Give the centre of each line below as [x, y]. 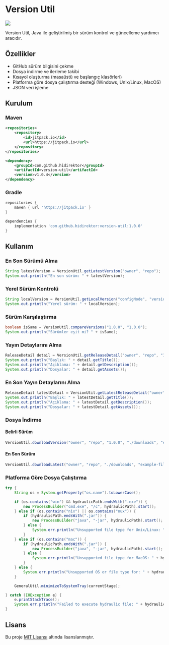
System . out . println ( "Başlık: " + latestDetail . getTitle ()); [70, 398]
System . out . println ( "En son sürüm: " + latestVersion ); [65, 276]
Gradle [14, 192]
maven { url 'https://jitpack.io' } [53, 208]
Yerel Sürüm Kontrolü [32, 288]
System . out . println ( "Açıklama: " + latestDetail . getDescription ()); [78, 402]
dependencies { [21, 221]
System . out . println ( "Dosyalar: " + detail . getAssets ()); [66, 370]
